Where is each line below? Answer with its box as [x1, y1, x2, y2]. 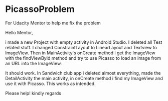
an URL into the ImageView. [5, 60, 62, 66]
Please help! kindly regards [5, 90, 62, 96]
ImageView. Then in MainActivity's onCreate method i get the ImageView [5, 50, 155, 56]
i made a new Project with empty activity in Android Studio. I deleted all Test [5, 39, 162, 45]
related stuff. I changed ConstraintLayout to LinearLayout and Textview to [5, 44, 157, 50]
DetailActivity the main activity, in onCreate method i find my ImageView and [5, 75, 163, 81]
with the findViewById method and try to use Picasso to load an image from [5, 55, 161, 61]
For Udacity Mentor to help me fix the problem [5, 20, 101, 26]
